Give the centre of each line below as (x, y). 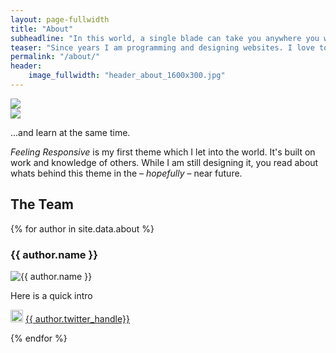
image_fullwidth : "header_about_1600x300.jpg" (127, 76)
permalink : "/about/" (55, 57)
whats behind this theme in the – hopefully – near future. (126, 173)
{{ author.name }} (54, 254)
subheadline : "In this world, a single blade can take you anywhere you (165, 38)
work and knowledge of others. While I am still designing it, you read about (164, 162)
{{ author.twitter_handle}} (77, 318)
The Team (42, 204)
